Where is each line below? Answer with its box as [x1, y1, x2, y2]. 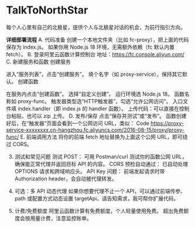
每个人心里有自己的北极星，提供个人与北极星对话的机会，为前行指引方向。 [6, 23, 186, 31]
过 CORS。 [6, 140, 32, 147]
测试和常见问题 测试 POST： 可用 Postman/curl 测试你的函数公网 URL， [14, 153, 187, 160]
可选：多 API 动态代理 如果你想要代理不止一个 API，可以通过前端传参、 [14, 187, 186, 194]
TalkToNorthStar [6, 4, 88, 17]
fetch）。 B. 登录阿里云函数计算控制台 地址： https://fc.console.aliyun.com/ [6, 50, 184, 57]
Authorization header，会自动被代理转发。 [14, 175, 117, 182]
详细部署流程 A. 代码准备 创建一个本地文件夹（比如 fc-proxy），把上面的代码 [6, 36, 189, 43]
